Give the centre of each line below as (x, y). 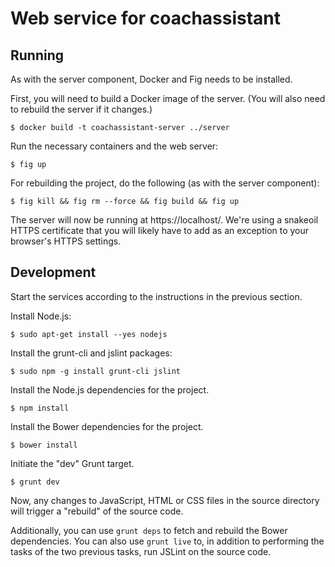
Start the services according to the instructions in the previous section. (156, 296)
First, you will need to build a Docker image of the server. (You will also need (168, 98)
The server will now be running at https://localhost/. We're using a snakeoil (164, 220)
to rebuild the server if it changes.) (81, 109)
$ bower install (44, 445)
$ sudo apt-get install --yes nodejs (89, 334)
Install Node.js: (41, 316)
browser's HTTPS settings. (66, 241)
